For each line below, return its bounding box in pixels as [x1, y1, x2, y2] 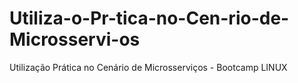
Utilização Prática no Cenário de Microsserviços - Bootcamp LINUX [9, 61, 288, 73]
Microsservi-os [9, 28, 141, 51]
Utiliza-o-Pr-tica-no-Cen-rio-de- [9, 7, 290, 30]
